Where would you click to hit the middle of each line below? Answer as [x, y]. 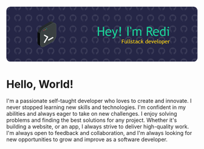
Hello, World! [40, 84]
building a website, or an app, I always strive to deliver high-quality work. [98, 127]
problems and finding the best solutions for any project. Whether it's [92, 120]
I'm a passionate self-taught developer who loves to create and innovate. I [99, 101]
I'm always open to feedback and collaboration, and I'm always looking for [99, 133]
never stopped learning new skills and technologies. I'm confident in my [96, 107]
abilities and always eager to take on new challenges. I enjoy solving [92, 114]
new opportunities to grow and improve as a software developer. [87, 139]
